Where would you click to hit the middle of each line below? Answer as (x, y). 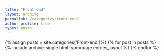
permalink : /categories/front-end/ (42, 19)
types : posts (19, 28)
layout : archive (22, 14)
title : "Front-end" (25, 10)
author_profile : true (28, 24)
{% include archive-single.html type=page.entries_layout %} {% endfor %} (82, 48)
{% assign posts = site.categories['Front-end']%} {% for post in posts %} (81, 42)
